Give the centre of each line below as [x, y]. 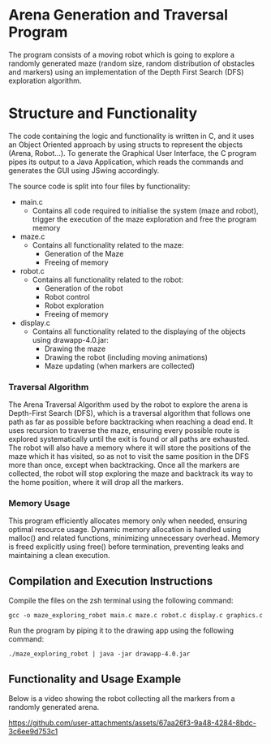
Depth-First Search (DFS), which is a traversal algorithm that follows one [129, 413]
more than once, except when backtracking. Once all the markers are [124, 465]
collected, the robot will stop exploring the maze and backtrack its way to [131, 474]
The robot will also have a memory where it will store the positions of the [130, 448]
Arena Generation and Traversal [118, 15]
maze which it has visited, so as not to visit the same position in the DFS [129, 456]
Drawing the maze [75, 348]
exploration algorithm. [45, 80]
